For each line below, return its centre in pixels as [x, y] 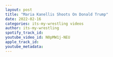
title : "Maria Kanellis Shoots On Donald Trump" [57, 14]
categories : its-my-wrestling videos [44, 24]
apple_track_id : [22, 42]
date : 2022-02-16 [23, 19]
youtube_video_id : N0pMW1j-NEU [38, 38]
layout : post [19, 10]
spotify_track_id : [24, 33]
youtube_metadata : [24, 47]
